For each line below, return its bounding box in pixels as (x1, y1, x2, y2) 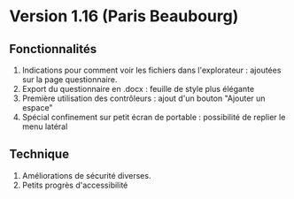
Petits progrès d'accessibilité (21, 180, 128, 190)
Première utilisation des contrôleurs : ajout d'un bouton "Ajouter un (21, 93, 266, 103)
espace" (21, 103, 53, 112)
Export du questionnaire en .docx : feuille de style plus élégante (21, 84, 255, 94)
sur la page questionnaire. (21, 74, 118, 85)
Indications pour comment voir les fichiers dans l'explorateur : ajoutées (21, 65, 282, 75)
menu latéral (21, 121, 68, 132)
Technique (9, 147, 69, 162)
